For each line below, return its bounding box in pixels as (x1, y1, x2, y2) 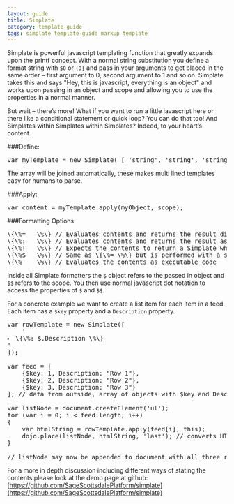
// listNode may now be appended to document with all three (7, 453, 221, 461)
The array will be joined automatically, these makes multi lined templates (7, 169, 215, 178)
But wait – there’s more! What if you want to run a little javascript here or (7, 107, 214, 115)
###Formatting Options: (7, 217, 77, 225)
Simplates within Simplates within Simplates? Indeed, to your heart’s (7, 121, 203, 130)
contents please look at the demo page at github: (7, 474, 148, 482)
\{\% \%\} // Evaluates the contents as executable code (7, 258, 217, 266)
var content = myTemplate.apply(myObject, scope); (7, 204, 184, 212)
